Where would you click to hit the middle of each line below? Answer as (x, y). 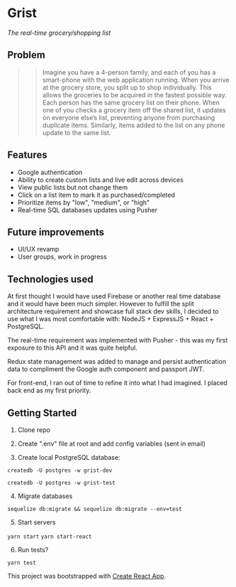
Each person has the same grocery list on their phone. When (131, 102)
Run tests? (33, 550)
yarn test (22, 563)
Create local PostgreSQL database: (69, 457)
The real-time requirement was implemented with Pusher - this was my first (118, 340)
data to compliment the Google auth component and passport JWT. (106, 369)
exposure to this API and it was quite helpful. (73, 348)
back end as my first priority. (49, 391)
